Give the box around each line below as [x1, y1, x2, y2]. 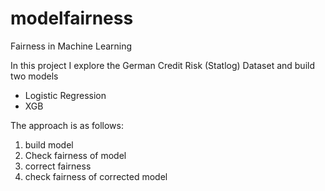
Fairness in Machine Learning [10, 40, 133, 52]
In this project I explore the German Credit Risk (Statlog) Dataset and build [10, 59, 315, 71]
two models [10, 70, 59, 82]
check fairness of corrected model [24, 170, 168, 182]
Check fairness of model [24, 149, 127, 161]
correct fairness [24, 160, 92, 172]
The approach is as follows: [10, 119, 124, 131]
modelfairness [10, 7, 134, 30]
